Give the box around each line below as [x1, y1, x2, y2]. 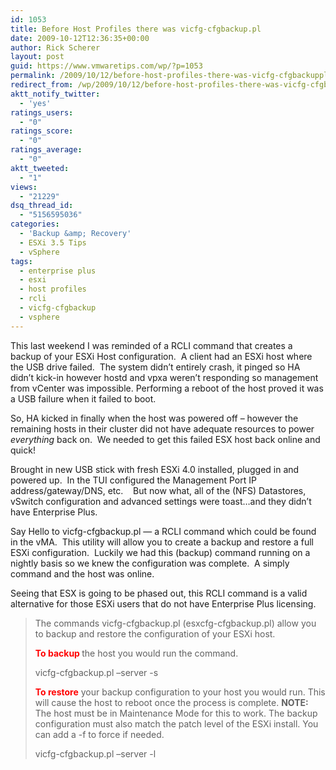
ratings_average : [10, 145, 83, 155]
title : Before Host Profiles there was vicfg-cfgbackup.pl [10, 24, 262, 34]
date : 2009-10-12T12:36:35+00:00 [10, 33, 150, 43]
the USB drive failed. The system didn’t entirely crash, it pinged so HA [10, 361, 301, 373]
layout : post [10, 52, 65, 62]
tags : [10, 256, 33, 266]
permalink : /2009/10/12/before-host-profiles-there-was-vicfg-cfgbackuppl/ [10, 71, 333, 81]
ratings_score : [10, 126, 74, 136]
